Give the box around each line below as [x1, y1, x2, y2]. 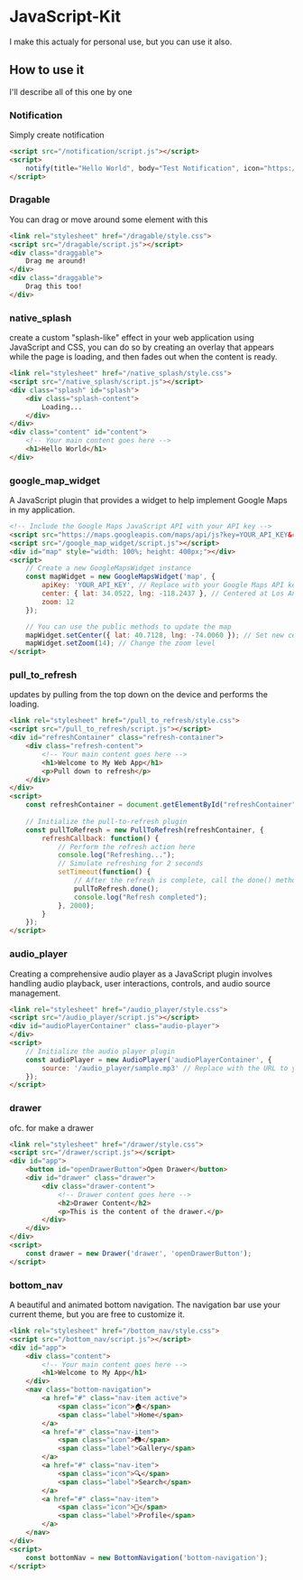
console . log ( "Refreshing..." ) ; [57, 851, 176, 860]
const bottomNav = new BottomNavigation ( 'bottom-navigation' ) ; [25, 1553, 269, 1562]
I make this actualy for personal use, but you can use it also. [9, 36, 233, 47]
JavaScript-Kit [9, 6, 122, 27]
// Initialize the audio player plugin [25, 1046, 176, 1056]
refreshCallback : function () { [41, 834, 160, 843]
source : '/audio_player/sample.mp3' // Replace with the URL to [41, 1063, 289, 1072]
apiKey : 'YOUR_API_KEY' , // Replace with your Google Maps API [41, 581, 284, 590]
